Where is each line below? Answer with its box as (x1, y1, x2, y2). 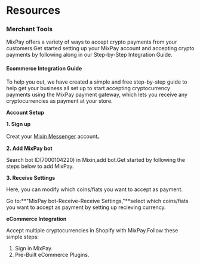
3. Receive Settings (6, 174, 56, 181)
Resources (6, 4, 61, 17)
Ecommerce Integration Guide (6, 65, 82, 72)
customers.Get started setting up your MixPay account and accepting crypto (6, 45, 195, 52)
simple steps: (6, 233, 39, 240)
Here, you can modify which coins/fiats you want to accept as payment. (6, 186, 183, 193)
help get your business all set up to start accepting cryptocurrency (6, 84, 170, 91)
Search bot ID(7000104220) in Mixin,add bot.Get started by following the (6, 156, 185, 163)
